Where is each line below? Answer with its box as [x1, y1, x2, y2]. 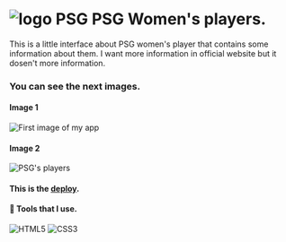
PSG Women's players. [91, 9, 267, 30]
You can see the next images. [9, 80, 141, 92]
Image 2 [9, 143, 40, 153]
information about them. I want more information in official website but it [9, 48, 277, 58]
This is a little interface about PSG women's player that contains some [9, 39, 269, 49]
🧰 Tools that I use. [9, 203, 78, 214]
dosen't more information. [9, 57, 106, 68]
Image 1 [9, 102, 39, 113]
